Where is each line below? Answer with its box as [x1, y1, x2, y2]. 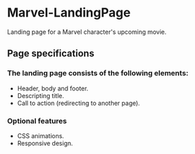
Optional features [7, 116, 68, 126]
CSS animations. [17, 131, 64, 139]
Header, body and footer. [17, 84, 89, 93]
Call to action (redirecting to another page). [17, 99, 140, 107]
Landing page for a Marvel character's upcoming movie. [7, 28, 167, 36]
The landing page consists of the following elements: [7, 68, 189, 78]
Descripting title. [17, 91, 64, 99]
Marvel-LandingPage [7, 5, 131, 21]
